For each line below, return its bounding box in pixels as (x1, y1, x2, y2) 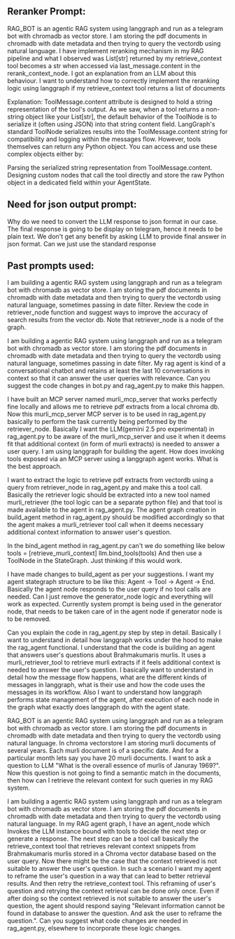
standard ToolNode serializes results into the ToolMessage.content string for (7, 127, 228, 135)
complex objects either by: (7, 149, 84, 158)
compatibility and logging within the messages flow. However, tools (7, 135, 201, 143)
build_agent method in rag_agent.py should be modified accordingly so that (7, 513, 225, 521)
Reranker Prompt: (7, 6, 86, 18)
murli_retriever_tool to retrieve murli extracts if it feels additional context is (7, 658, 221, 667)
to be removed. (7, 615, 51, 623)
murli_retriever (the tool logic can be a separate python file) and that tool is (7, 498, 222, 507)
